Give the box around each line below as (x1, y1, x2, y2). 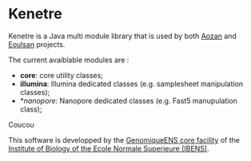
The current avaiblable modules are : (8, 55, 129, 65)
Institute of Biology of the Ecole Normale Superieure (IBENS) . (8, 143, 209, 153)
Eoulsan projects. (8, 39, 66, 49)
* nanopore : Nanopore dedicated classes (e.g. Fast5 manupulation (19, 96, 238, 105)
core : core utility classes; (19, 70, 104, 80)
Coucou (8, 120, 34, 129)
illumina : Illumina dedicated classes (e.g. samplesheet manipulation (19, 79, 244, 88)
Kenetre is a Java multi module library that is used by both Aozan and (8, 31, 237, 41)
